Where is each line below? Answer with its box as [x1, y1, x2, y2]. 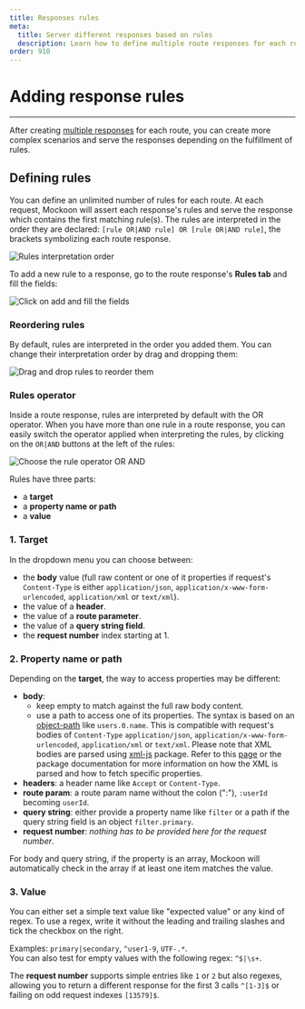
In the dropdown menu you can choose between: [9, 554, 193, 564]
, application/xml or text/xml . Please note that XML [76, 739, 272, 750]
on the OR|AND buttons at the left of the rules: [9, 438, 175, 450]
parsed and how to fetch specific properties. [35, 768, 203, 779]
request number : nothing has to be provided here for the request [22, 826, 267, 837]
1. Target [9, 534, 48, 546]
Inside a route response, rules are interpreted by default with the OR [9, 410, 264, 421]
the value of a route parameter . [22, 610, 142, 621]
